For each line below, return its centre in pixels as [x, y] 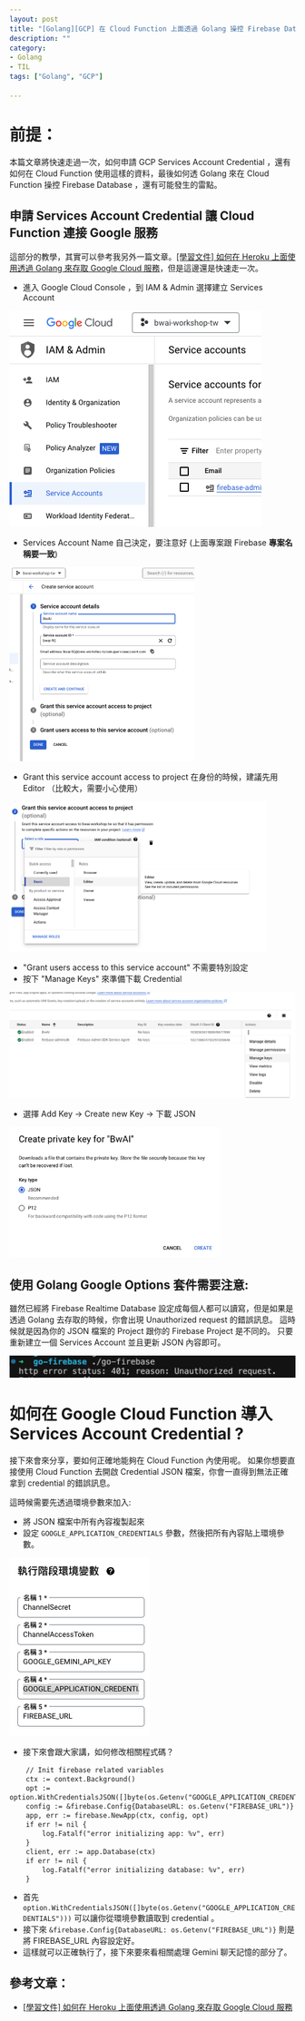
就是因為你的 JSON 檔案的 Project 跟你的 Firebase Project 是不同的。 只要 [155, 1331]
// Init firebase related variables [95, 1770]
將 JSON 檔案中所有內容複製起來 [84, 1521]
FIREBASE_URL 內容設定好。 [86, 1940]
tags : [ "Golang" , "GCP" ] [56, 77]
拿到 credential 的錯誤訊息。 [62, 1483]
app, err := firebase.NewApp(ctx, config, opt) [117, 1815]
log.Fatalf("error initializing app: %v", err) [133, 1833]
